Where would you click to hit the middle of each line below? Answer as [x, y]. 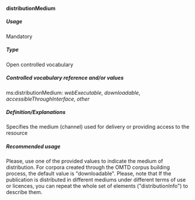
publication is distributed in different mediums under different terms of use [96, 180]
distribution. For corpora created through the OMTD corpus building [88, 167]
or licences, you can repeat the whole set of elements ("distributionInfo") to [97, 186]
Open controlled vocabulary [40, 64]
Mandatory [19, 36]
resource [17, 133]
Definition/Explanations [36, 112]
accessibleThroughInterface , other [48, 99]
